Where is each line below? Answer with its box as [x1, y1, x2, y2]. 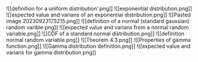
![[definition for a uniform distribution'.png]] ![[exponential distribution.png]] [6, 5, 193, 12]
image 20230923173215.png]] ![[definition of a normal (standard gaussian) [6, 18, 190, 24]
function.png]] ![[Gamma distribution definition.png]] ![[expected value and [6, 43, 191, 50]
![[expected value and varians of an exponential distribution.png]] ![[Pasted [6, 11, 191, 18]
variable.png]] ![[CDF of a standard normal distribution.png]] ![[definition [6, 30, 185, 37]
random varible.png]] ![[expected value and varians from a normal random [6, 24, 189, 31]
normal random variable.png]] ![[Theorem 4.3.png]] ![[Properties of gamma [6, 37, 191, 43]
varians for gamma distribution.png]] [6, 49, 97, 56]
